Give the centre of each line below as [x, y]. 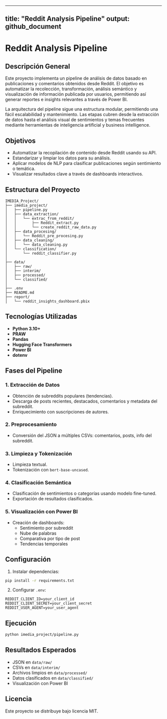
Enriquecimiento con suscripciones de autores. [61, 412]
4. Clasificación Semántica [38, 483]
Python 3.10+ [26, 328]
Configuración [28, 559]
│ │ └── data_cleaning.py [37, 245]
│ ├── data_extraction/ [32, 214]
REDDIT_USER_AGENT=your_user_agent [42, 608]
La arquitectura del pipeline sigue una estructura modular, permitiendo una [82, 109]
